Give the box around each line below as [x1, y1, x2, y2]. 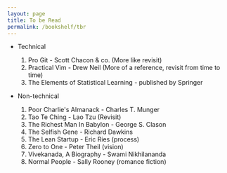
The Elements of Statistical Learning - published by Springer [27, 78, 203, 87]
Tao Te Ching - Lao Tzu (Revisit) [27, 113, 122, 121]
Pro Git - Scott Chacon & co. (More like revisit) [27, 56, 162, 64]
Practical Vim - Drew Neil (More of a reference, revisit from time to [27, 64, 221, 72]
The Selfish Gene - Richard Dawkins [27, 127, 134, 137]
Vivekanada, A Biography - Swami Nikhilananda [27, 150, 167, 158]
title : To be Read [7, 17, 61, 24]
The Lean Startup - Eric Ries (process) [27, 135, 140, 144]
